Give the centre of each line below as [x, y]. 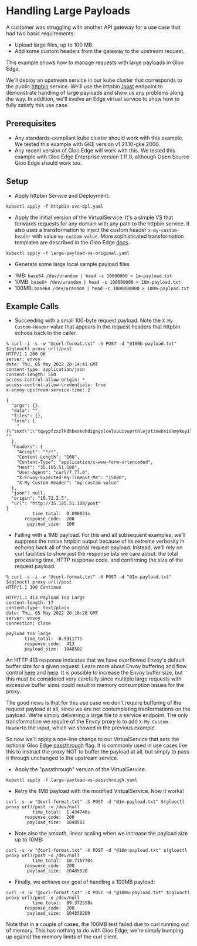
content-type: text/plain [38, 608]
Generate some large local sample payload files [72, 264]
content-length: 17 [30, 603]
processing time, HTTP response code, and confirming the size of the [99, 560]
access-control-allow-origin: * [45, 380]
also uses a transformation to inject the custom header [81, 230]
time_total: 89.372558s [62, 903]
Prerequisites [31, 124]
